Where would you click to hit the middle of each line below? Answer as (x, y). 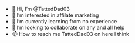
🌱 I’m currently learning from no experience (64, 21)
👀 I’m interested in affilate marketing (55, 15)
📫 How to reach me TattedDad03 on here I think (70, 34)
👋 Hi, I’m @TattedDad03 (41, 9)
